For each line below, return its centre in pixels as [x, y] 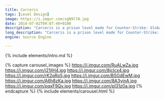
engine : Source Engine [28, 37]
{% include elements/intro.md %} [39, 55]
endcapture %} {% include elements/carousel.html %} [60, 91]
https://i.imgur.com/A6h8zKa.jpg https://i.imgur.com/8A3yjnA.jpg [71, 81]
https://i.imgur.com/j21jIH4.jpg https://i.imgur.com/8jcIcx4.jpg [67, 70]
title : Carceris [22, 10]
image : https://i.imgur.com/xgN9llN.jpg [47, 19]
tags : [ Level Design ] [27, 14]
